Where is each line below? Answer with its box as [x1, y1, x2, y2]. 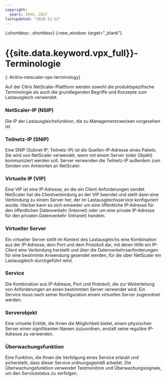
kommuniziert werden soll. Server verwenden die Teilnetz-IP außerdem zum [5, 157, 161, 163]
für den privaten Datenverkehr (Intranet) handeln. [5, 213, 106, 218]
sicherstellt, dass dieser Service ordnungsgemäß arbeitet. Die [5, 360, 131, 366]
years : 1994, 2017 [9, 12, 48, 17]
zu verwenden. [23, 331, 54, 337]
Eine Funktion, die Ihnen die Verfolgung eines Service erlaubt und [5, 355, 139, 361]
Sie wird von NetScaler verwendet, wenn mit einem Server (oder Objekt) [5, 152, 153, 158]
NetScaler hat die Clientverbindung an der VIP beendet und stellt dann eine [5, 192, 159, 198]
